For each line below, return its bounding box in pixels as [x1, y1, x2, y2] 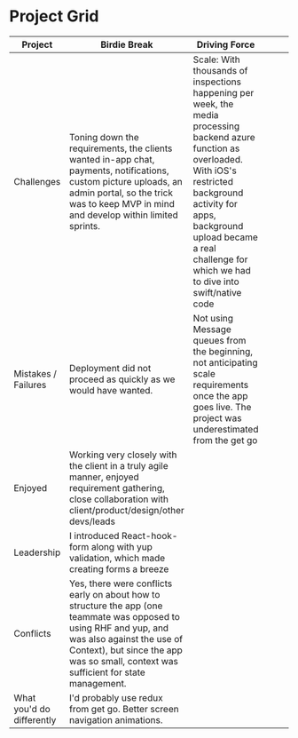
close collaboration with [69, 493, 169, 505]
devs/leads [69, 515, 115, 528]
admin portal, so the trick [69, 186, 173, 199]
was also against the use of [69, 632, 184, 645]
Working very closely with [69, 448, 177, 461]
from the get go [192, 433, 258, 446]
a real [192, 242, 216, 254]
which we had [192, 264, 251, 276]
